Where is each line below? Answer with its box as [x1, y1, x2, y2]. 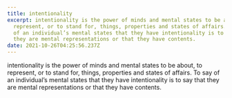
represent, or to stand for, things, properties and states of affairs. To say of [7, 68, 220, 77]
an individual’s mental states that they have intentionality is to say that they [7, 76, 220, 84]
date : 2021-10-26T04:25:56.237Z [7, 42, 100, 49]
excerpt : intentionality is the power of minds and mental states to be [7, 17, 221, 23]
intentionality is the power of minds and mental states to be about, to [7, 61, 202, 69]
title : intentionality [7, 10, 72, 17]
